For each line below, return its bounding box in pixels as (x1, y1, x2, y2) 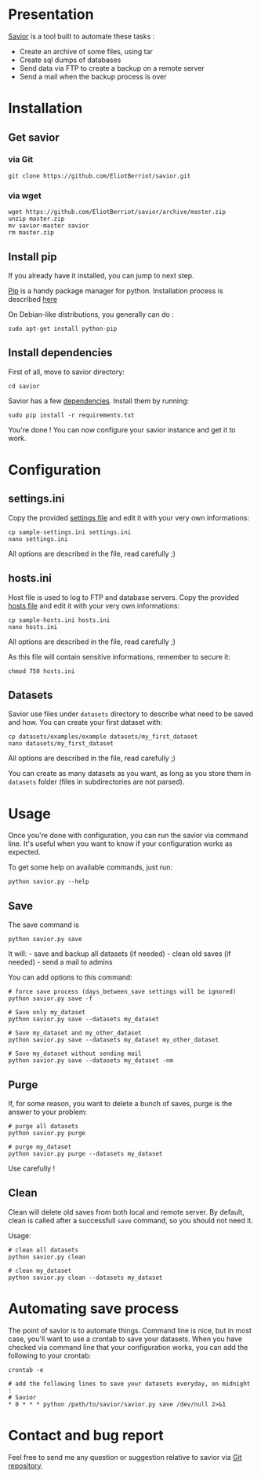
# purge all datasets (8, 1122, 79, 1130)
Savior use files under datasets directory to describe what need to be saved (8, 709, 254, 719)
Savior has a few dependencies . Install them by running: (8, 395, 190, 406)
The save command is (8, 920, 80, 929)
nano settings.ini (8, 535, 68, 543)
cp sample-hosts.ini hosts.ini (8, 616, 111, 624)
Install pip (8, 250, 57, 263)
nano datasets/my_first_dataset (8, 740, 114, 748)
